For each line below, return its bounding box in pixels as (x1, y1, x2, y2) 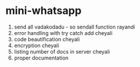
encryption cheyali (14, 42, 59, 49)
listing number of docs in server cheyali (14, 48, 110, 55)
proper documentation (14, 54, 69, 61)
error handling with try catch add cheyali (14, 29, 113, 36)
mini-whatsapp (5, 4, 82, 17)
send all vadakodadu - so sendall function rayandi (14, 23, 135, 30)
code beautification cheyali (14, 36, 80, 43)
